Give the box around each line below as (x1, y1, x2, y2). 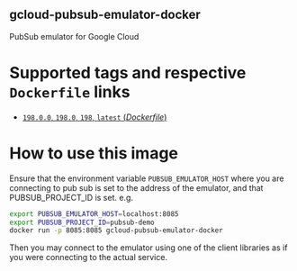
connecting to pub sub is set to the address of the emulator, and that (9, 182, 264, 193)
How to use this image (9, 143, 178, 163)
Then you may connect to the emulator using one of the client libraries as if (9, 242, 288, 253)
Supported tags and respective (9, 63, 247, 83)
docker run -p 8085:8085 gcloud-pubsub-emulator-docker (9, 226, 223, 235)
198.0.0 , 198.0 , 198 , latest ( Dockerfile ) (22, 112, 167, 122)
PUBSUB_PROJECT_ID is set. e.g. (9, 192, 133, 203)
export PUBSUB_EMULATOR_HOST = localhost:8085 (9, 209, 179, 219)
